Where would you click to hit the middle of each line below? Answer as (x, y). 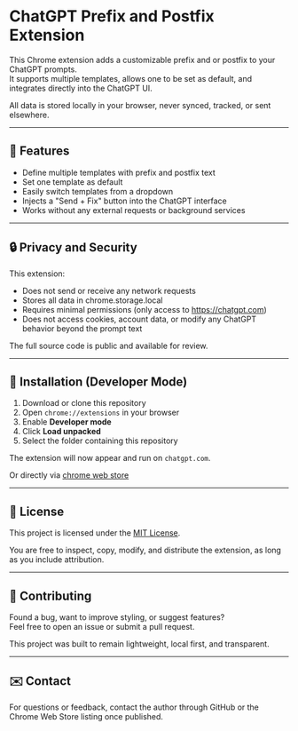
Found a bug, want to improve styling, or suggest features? (117, 617)
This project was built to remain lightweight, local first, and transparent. (139, 644)
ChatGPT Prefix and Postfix (112, 16)
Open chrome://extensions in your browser (101, 413)
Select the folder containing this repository (100, 441)
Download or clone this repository (84, 403)
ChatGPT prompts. (43, 69)
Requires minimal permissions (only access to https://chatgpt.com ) (145, 309)
